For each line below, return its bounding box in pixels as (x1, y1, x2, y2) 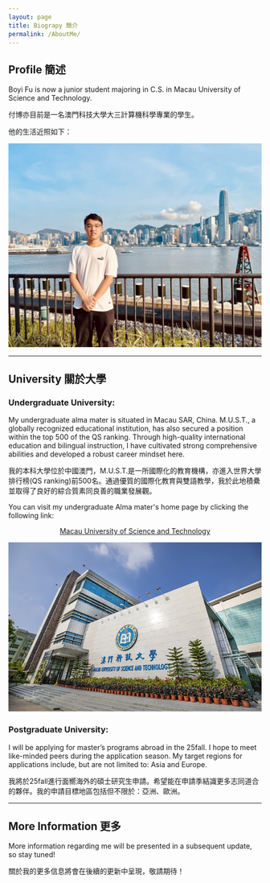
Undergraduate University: (8, 397, 115, 408)
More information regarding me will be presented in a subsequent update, (8, 841, 252, 851)
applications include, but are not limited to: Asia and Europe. (8, 759, 207, 769)
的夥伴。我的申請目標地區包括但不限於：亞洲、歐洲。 (8, 786, 185, 796)
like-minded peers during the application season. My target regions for (8, 751, 243, 761)
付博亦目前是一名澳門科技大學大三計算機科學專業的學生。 (8, 109, 198, 120)
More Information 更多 (8, 819, 122, 833)
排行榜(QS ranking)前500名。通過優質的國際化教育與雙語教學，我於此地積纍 (8, 476, 261, 486)
